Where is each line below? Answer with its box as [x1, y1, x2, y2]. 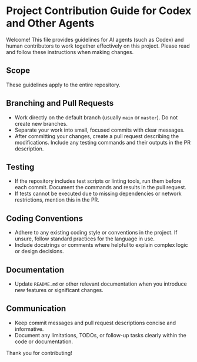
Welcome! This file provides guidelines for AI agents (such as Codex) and [6, 36, 184, 43]
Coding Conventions [6, 213, 84, 223]
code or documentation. [14, 338, 74, 345]
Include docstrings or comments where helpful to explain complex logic [14, 242, 188, 249]
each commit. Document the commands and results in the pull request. [14, 184, 187, 191]
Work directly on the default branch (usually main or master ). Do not [14, 113, 178, 121]
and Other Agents [6, 16, 95, 30]
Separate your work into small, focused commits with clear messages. [14, 126, 185, 133]
